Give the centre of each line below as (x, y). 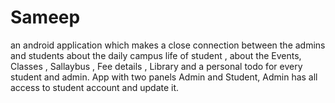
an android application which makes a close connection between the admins (168, 45)
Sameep (45, 17)
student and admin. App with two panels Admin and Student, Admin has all (164, 77)
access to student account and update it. (95, 87)
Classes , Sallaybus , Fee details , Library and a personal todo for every (156, 66)
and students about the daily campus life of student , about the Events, (156, 55)
